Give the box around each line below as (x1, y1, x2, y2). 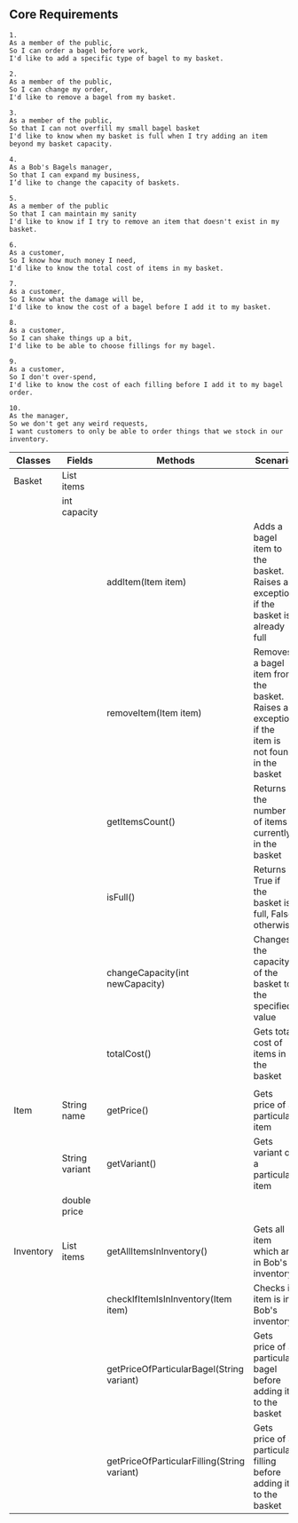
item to (253, 542, 282, 554)
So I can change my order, (9, 84, 109, 94)
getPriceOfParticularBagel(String (106, 1362, 244, 1375)
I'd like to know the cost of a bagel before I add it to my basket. (9, 302, 272, 312)
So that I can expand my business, (9, 171, 141, 179)
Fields (66, 454, 93, 466)
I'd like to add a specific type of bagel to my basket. (9, 53, 224, 63)
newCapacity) (106, 977, 166, 989)
